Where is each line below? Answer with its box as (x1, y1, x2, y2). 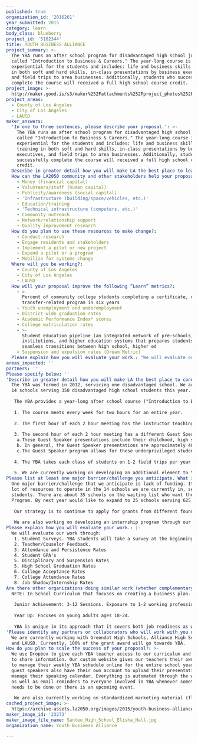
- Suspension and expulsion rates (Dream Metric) (16, 349, 141, 355)
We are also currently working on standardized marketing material (14, 695, 183, 701)
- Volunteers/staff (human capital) (16, 184, 107, 190)
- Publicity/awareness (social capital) (16, 190, 117, 195)
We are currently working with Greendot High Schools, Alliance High (11, 634, 186, 641)
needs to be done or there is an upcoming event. (11, 684, 136, 690)
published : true (6, 8, 46, 15)
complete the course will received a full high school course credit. (11, 80, 189, 86)
